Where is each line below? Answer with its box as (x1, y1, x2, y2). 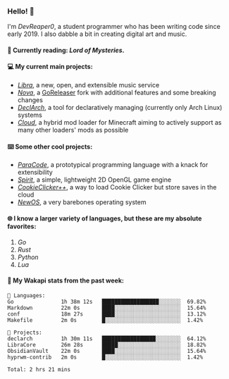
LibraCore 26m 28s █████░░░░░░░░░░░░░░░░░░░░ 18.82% (7, 341, 206, 348)
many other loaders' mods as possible (17, 126, 129, 135)
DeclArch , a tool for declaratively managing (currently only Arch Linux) (17, 104, 223, 112)
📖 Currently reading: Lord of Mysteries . (7, 46, 125, 54)
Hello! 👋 (7, 6, 35, 16)
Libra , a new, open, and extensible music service (17, 81, 160, 89)
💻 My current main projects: (7, 63, 93, 71)
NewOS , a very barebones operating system (17, 198, 147, 206)
